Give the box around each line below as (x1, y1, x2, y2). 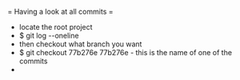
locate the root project (18, 22, 93, 31)
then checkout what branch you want (18, 39, 142, 49)
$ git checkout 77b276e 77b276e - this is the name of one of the (18, 48, 233, 57)
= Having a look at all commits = (7, 7, 114, 16)
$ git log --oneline (18, 31, 79, 40)
